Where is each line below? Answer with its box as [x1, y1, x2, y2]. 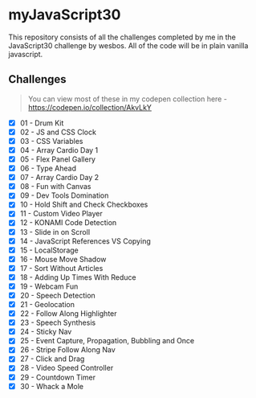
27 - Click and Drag [19, 354, 85, 363]
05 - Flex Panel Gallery [19, 154, 96, 164]
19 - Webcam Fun [19, 281, 79, 291]
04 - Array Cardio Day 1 [19, 145, 99, 154]
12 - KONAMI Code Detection [19, 218, 117, 228]
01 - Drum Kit [19, 118, 64, 128]
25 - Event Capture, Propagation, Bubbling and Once [19, 336, 195, 346]
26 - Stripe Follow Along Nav [19, 345, 116, 355]
